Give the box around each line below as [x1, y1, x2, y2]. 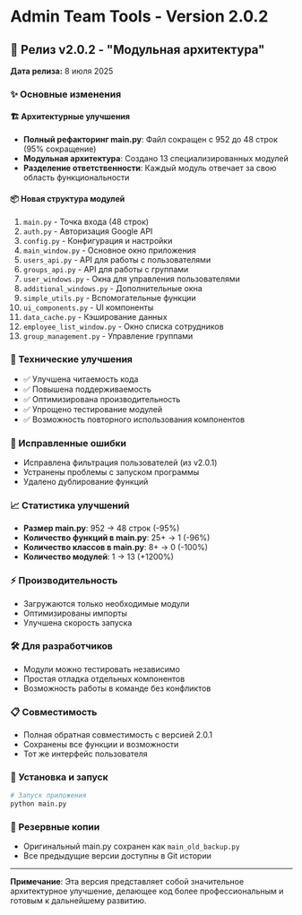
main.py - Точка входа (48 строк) [22, 217, 150, 228]
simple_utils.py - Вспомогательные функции [22, 293, 196, 304]
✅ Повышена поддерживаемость [22, 384, 151, 394]
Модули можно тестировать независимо [22, 663, 180, 674]
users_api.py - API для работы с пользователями [22, 255, 211, 265]
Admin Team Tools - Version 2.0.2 [10, 6, 269, 27]
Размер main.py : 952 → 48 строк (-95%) [22, 522, 180, 534]
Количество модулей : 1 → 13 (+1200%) [22, 551, 174, 562]
